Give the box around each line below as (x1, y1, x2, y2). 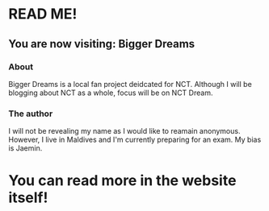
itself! (8, 188, 48, 207)
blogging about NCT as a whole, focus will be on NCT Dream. (8, 88, 213, 97)
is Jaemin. (8, 143, 43, 153)
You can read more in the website (8, 172, 237, 190)
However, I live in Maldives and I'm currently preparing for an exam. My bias (8, 134, 262, 145)
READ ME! (8, 5, 78, 23)
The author (8, 108, 53, 119)
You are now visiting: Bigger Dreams (8, 37, 195, 51)
